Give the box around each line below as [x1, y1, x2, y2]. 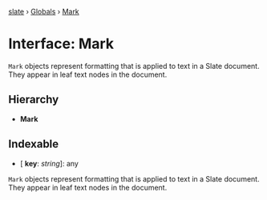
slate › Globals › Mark [8, 7, 80, 16]
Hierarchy [8, 93, 59, 106]
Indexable [8, 138, 59, 151]
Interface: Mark [8, 35, 115, 53]
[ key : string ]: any [19, 158, 79, 168]
